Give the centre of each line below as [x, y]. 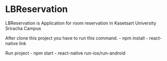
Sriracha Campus [23, 28]
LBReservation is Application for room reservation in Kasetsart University [81, 23]
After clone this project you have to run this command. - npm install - [77, 38]
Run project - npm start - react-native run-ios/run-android [65, 53]
